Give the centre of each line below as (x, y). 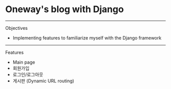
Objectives (17, 28)
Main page (24, 62)
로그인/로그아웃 (28, 74)
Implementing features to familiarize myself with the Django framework (87, 38)
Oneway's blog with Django (65, 9)
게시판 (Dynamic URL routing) (44, 81)
